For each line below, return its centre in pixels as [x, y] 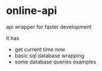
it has [13, 38]
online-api [32, 11]
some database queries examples [55, 62]
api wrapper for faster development [49, 27]
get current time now [40, 49]
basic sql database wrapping [50, 55]
